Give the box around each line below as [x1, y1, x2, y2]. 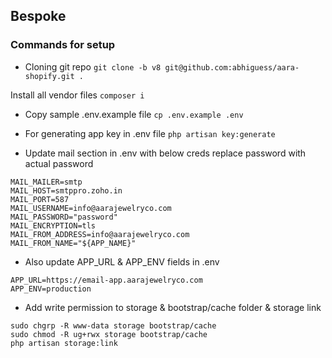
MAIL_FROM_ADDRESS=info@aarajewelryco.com [10, 229, 190, 239]
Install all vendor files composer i [10, 89, 145, 101]
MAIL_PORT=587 [10, 194, 70, 204]
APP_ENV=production [10, 284, 92, 294]
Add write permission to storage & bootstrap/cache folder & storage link [24, 301, 322, 313]
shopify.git [24, 71, 75, 81]
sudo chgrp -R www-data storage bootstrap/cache [10, 320, 217, 331]
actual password [24, 157, 94, 169]
